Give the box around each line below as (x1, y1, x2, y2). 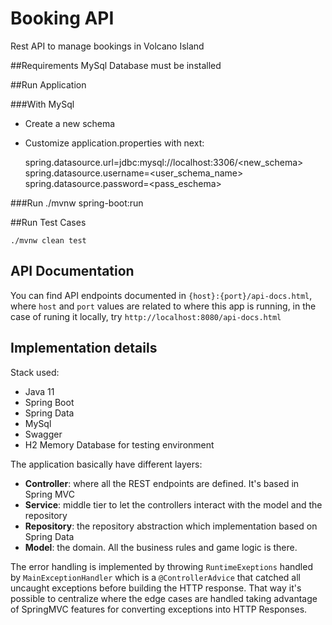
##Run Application (10, 78, 87, 91)
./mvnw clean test (10, 235, 87, 246)
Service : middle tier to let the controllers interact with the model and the (24, 498, 323, 511)
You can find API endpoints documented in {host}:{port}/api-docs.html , (10, 289, 313, 301)
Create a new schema (24, 117, 116, 129)
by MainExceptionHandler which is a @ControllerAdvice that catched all (10, 571, 302, 583)
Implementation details (10, 340, 158, 357)
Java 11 (24, 385, 55, 397)
